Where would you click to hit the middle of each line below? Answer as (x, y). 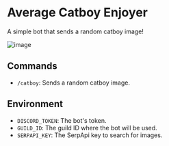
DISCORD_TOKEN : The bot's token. (62, 120)
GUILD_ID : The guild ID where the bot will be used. (87, 128)
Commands (32, 66)
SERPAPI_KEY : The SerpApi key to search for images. (90, 135)
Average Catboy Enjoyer (78, 13)
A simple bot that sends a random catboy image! (75, 31)
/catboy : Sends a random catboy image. (73, 83)
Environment (35, 104)
